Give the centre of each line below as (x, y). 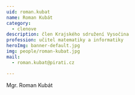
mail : (13, 57)
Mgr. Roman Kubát (29, 85)
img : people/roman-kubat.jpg (43, 51)
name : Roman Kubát (29, 18)
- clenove (24, 29)
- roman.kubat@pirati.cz (43, 62)
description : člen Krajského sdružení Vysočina (68, 34)
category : (19, 23)
